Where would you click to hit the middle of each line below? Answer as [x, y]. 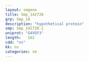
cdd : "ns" [16, 42]
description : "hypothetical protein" [45, 24]
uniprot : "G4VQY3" [24, 33]
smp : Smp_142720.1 [24, 28]
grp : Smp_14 [18, 19]
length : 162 [20, 38]
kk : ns [12, 47]
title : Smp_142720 [24, 14]
